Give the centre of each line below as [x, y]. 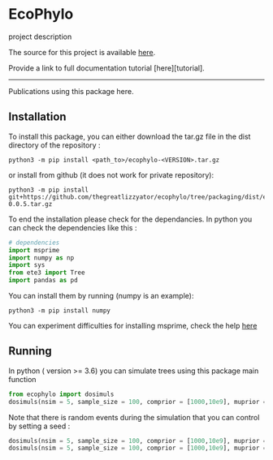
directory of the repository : [54, 145]
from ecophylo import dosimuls [61, 394]
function [22, 379]
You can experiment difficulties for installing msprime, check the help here [133, 326]
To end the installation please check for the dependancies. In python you [130, 219]
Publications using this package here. [71, 91]
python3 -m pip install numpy [60, 311]
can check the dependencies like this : [73, 227]
